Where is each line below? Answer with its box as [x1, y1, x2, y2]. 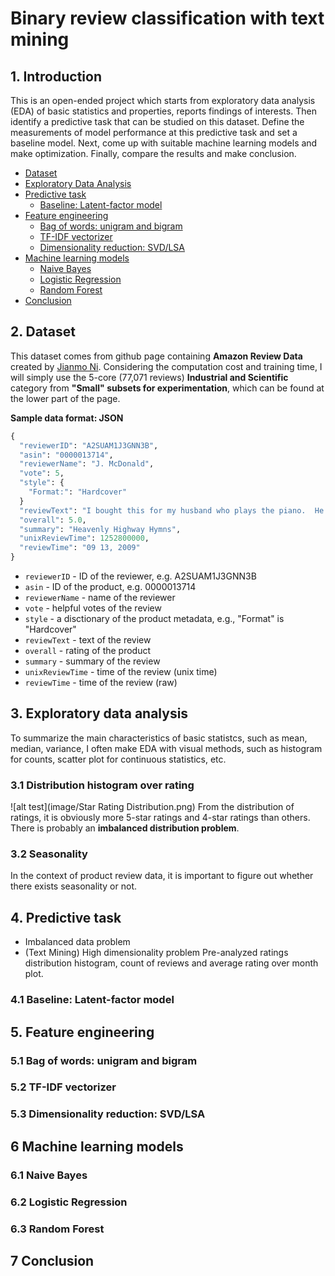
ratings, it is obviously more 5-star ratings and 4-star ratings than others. [10, 812, 311, 824]
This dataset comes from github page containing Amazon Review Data [10, 350, 303, 362]
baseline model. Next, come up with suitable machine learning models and [10, 137, 318, 149]
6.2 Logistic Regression [10, 1195, 128, 1209]
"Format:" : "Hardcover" [28, 487, 128, 497]
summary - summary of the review [24, 655, 161, 667]
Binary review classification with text [10, 7, 325, 30]
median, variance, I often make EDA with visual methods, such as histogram [10, 742, 323, 754]
